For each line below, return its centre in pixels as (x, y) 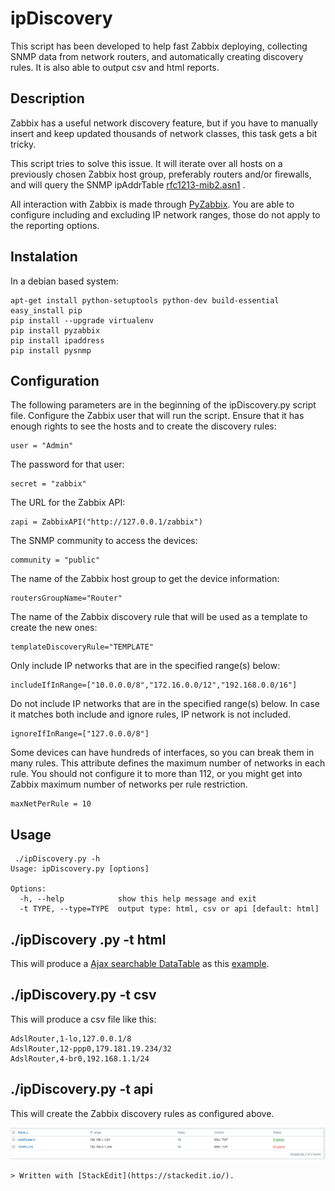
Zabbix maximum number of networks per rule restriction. (129, 784)
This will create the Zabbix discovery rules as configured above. (142, 1113)
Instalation (44, 257)
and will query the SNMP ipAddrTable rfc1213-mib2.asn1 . (128, 184)
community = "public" (55, 560)
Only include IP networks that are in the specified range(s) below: (145, 666)
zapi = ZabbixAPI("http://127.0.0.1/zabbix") (106, 522)
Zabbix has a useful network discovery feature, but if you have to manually (164, 123)
